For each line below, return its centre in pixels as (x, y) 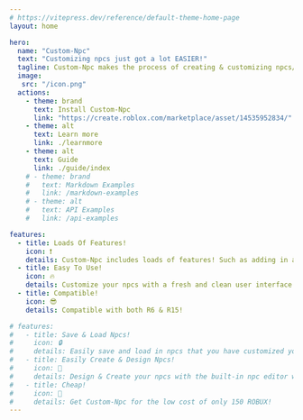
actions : (34, 92)
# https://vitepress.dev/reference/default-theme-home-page (125, 18)
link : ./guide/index (72, 168)
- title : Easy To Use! (60, 268)
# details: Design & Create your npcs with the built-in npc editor (149, 376)
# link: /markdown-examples (83, 193)
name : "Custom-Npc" (54, 50)
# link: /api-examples (72, 218)
